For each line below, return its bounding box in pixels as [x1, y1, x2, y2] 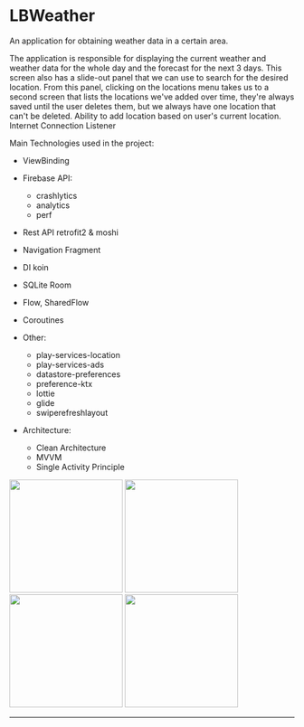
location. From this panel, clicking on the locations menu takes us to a [9, 81, 270, 92]
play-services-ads [35, 359, 105, 370]
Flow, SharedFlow [22, 297, 90, 307]
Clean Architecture [35, 442, 107, 453]
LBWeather [9, 5, 96, 26]
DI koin [22, 261, 50, 272]
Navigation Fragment [22, 244, 101, 255]
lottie [35, 388, 56, 399]
